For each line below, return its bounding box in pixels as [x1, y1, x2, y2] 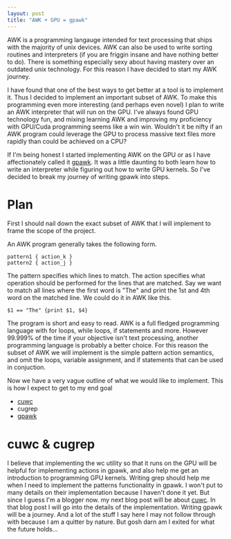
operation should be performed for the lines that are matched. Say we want [7, 279, 222, 287]
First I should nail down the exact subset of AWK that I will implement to [7, 219, 211, 228]
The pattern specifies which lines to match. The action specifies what [7, 272, 205, 280]
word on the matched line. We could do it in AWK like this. [7, 294, 172, 302]
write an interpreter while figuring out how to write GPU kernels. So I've [7, 165, 211, 173]
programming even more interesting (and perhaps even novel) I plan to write [7, 100, 225, 108]
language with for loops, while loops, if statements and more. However [7, 326, 209, 335]
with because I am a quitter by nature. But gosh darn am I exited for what [7, 518, 215, 526]
